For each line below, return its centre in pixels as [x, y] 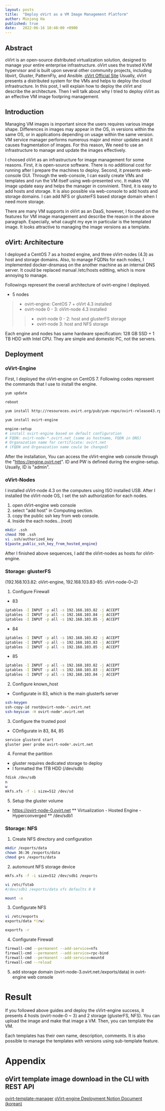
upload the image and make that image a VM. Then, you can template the [79, 1021]
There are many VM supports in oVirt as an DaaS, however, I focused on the [82, 211]
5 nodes [20, 294]
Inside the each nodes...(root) [42, 521]
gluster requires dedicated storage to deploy [57, 763]
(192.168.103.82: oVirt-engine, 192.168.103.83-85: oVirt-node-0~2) [72, 582]
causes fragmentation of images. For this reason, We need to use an [74, 145]
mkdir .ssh [16, 530]
